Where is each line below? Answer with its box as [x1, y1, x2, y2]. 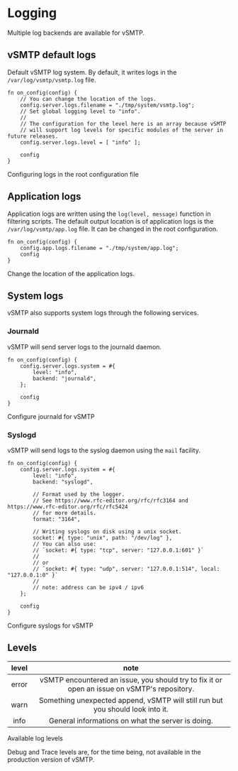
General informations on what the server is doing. [48, 716, 214, 726]
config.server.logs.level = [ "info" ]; [20, 138, 141, 146]
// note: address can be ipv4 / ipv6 [33, 584, 144, 591]
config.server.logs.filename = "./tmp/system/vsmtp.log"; [20, 102, 195, 109]
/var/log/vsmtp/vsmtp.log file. [7, 75, 96, 84]
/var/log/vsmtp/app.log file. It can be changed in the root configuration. [7, 224, 218, 233]
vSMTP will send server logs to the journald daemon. [7, 342, 161, 351]
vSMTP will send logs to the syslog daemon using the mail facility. [7, 446, 200, 454]
